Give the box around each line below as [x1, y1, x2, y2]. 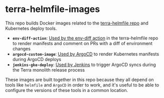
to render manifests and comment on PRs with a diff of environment [12, 40, 153, 46]
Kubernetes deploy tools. [5, 25, 57, 31]
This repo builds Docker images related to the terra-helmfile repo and [5, 20, 149, 26]
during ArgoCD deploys [12, 56, 62, 62]
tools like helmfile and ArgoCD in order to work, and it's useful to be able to [5, 81, 159, 88]
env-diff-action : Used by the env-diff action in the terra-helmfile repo [12, 35, 158, 41]
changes [12, 45, 31, 51]
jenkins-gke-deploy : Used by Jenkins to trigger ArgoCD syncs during [12, 61, 156, 67]
